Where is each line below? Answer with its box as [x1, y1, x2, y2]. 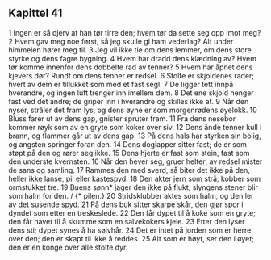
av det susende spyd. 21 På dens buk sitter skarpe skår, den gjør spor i [8, 199, 244, 209]
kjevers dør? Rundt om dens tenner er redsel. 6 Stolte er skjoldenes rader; [8, 70, 255, 80]
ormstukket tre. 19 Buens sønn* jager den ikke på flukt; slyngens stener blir [8, 182, 258, 192]
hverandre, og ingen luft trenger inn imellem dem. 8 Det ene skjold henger [8, 88, 254, 98]
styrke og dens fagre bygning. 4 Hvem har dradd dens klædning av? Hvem [8, 53, 256, 63]
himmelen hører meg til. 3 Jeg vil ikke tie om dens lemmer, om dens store [8, 44, 252, 55]
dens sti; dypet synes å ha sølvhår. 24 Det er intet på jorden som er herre [8, 225, 252, 235]
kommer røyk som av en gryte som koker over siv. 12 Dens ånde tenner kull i [8, 122, 262, 132]
